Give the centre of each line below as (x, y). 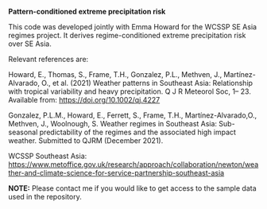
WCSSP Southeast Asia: (48, 156)
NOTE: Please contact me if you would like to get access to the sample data (132, 188)
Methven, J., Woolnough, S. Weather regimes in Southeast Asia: (112, 124)
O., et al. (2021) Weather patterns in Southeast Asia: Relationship (147, 83)
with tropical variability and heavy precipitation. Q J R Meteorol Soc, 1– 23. (130, 91)
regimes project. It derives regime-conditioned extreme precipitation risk (127, 35)
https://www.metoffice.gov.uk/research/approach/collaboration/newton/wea (133, 164)
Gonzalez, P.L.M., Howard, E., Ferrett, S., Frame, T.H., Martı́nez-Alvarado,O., (133, 115)
